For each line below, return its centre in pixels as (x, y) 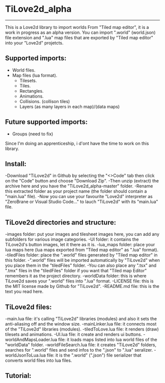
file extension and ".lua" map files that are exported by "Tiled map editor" (79, 37)
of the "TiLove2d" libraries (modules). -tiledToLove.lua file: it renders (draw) (82, 329)
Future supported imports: (46, 122)
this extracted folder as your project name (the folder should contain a (76, 191)
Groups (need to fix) (33, 134)
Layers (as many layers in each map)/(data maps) (69, 106)
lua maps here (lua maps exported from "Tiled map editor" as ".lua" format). (82, 250)
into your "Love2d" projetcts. (34, 43)
